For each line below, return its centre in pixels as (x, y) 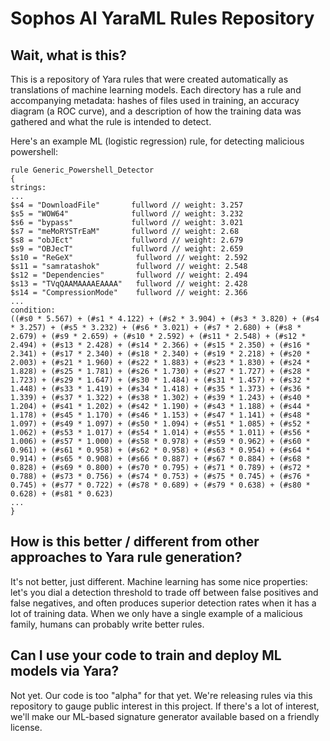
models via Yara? (65, 671)
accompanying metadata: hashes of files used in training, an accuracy (155, 100)
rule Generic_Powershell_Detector (82, 170)
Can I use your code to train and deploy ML (146, 655)
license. (26, 727)
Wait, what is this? (68, 55)
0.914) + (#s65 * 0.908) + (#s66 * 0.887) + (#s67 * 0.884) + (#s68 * (160, 459)
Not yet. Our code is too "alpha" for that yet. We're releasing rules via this (161, 695)
